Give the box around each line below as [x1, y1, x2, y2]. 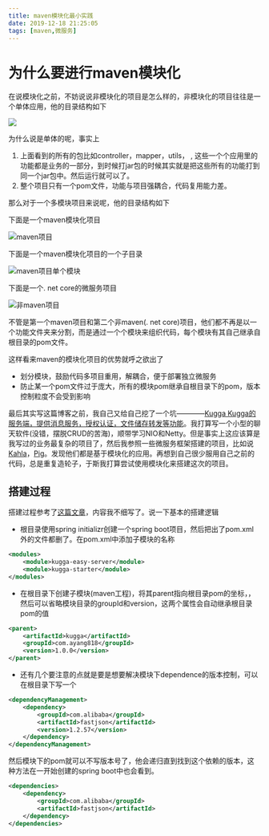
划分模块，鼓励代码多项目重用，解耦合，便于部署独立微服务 [19, 371, 217, 381]
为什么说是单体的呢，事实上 [8, 134, 100, 144]
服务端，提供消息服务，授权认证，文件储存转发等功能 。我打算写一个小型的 [8, 419, 254, 428]
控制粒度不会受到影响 [19, 392, 90, 401]
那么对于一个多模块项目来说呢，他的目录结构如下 [8, 198, 170, 208]
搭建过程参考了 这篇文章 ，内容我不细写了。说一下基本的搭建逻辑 [8, 507, 219, 517]
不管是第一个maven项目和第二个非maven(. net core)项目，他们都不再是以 [8, 318, 251, 327]
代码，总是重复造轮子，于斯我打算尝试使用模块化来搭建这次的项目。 [8, 459, 233, 469]
